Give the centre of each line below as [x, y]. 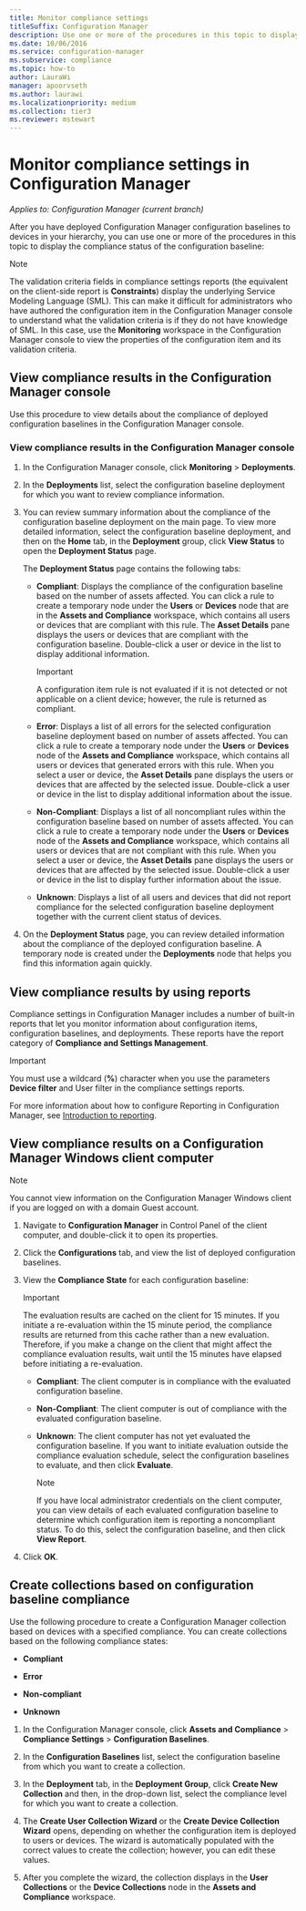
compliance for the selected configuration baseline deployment [155, 907]
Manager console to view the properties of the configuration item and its [145, 340]
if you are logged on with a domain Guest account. [104, 1207]
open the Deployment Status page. [89, 551]
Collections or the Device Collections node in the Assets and [139, 1886]
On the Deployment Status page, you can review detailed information [153, 934]
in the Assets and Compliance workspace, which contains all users [163, 615]
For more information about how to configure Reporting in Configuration [144, 1105]
